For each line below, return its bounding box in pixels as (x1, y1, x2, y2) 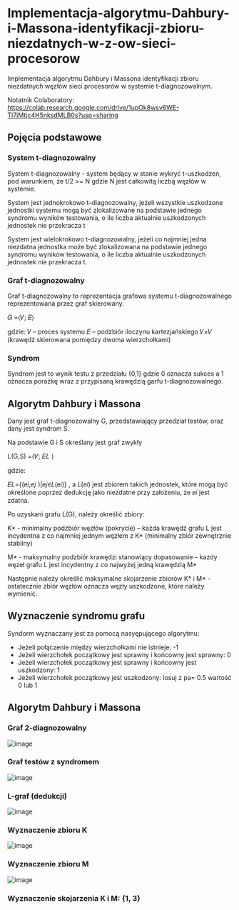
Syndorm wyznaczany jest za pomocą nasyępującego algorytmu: (7, 629, 200, 637)
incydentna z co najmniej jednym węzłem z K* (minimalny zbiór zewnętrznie (7, 531, 232, 540)
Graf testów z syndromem (7, 757, 100, 767)
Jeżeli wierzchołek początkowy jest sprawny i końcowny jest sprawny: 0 (17, 650, 231, 659)
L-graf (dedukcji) (7, 791, 68, 801)
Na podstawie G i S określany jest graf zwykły (7, 438, 143, 447)
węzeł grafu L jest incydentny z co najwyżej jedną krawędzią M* (7, 561, 198, 569)
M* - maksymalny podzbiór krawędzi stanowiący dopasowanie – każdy (7, 553, 218, 561)
